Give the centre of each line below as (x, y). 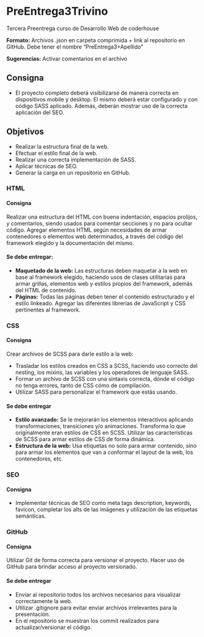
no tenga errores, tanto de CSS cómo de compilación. (83, 386)
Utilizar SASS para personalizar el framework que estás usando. (96, 392)
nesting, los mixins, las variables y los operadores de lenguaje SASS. (102, 372)
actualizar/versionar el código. (53, 627)
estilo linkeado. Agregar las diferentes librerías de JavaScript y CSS (100, 303)
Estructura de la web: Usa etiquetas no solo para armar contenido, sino (106, 446)
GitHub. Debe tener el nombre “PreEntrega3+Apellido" (75, 47)
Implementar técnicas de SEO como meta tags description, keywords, (103, 503)
